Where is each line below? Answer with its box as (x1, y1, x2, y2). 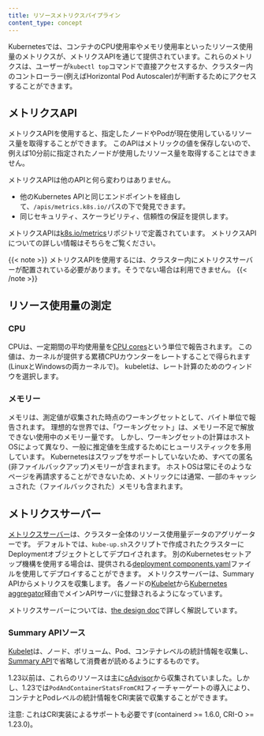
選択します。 (21, 372, 63, 381)
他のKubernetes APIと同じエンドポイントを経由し (19, 192, 181, 201)
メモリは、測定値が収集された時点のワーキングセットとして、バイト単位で (8, 412, 250, 422)
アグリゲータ (214, 530, 256, 539)
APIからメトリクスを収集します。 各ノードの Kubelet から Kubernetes (8, 579, 228, 588)
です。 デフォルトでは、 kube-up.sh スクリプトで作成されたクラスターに (14, 539, 245, 549)
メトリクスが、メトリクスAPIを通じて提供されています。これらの (21, 51, 232, 61)
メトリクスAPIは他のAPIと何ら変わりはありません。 (8, 175, 175, 185)
